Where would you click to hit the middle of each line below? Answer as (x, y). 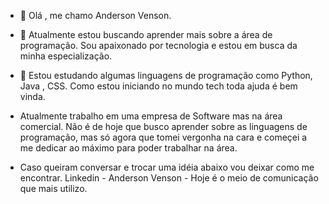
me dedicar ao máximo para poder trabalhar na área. (128, 148)
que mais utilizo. (53, 188)
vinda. (32, 96)
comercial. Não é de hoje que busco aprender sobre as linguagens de (163, 126)
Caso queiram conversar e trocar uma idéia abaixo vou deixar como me (167, 167)
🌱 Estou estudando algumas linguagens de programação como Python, (166, 75)
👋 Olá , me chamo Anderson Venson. (95, 15)
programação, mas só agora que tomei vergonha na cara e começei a (163, 137)
